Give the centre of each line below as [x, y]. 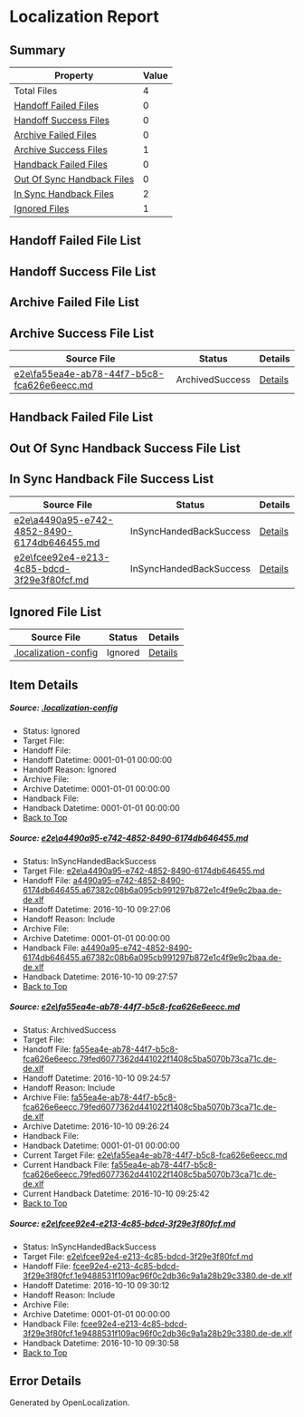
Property [74, 76]
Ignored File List [56, 612]
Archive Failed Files [55, 135]
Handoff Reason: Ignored [69, 769]
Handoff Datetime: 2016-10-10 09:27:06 [96, 909]
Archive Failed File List [75, 302]
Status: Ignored [51, 730]
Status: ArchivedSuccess [69, 1029]
